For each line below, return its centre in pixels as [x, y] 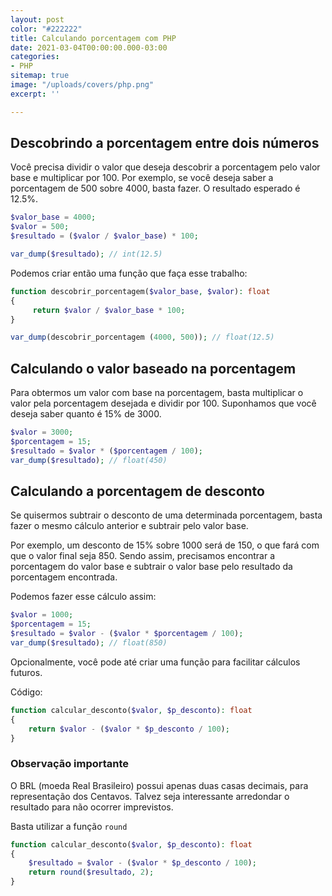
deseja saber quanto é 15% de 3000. [86, 414]
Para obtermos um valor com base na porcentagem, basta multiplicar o [157, 393]
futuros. [26, 672]
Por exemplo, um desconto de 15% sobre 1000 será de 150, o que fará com [165, 545]
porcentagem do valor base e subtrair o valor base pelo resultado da [151, 567]
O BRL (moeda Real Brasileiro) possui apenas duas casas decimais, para [159, 785]
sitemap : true [40, 76]
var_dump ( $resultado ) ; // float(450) [89, 460]
